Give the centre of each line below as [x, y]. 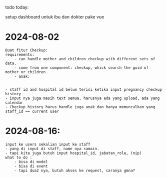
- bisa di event [31, 166]
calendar [14, 102]
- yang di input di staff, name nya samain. [52, 149]
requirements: [20, 54]
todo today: [17, 7]
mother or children [25, 72]
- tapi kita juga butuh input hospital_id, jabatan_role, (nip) [73, 153]
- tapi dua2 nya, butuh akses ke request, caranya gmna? [75, 171]
